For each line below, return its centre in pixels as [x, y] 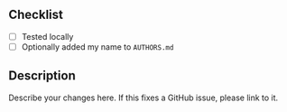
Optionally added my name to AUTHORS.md [97, 47]
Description [42, 76]
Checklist [36, 15]
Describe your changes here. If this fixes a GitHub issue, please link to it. [143, 98]
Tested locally [47, 36]
